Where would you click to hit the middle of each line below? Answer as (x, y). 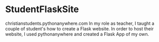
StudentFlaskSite (42, 9)
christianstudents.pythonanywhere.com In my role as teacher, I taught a (80, 23)
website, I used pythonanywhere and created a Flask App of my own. (77, 34)
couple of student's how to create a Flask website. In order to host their (79, 28)
